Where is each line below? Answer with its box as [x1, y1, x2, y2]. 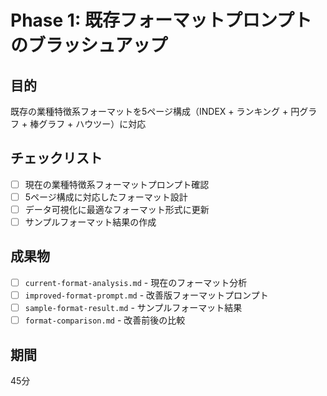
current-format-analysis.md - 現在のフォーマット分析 [24, 276, 248, 288]
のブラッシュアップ [10, 34, 168, 57]
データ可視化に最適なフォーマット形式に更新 [24, 203, 210, 215]
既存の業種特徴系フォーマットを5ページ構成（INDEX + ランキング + [10, 106, 289, 117]
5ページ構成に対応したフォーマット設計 [24, 191, 188, 203]
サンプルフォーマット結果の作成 [24, 216, 157, 228]
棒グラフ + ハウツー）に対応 [29, 118, 147, 130]
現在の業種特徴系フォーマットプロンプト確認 [24, 178, 210, 190]
